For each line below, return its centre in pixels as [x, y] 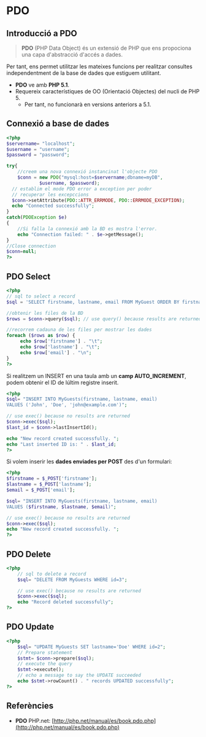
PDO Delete [29, 554]
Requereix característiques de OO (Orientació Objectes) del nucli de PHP [107, 91]
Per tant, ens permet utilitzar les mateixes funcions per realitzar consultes [100, 66]
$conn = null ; [21, 252]
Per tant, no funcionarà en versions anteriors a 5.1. [88, 104]
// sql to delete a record [52, 574]
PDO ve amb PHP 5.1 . [42, 85]
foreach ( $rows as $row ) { [41, 336]
